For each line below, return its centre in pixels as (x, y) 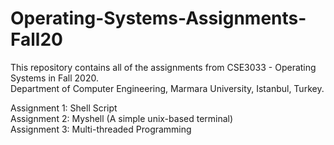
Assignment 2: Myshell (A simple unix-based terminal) (122, 118)
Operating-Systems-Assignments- (158, 18)
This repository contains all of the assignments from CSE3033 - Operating (163, 67)
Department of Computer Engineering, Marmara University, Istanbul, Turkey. (167, 88)
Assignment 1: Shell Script (64, 108)
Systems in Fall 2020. (54, 78)
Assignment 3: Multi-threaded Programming (101, 129)
